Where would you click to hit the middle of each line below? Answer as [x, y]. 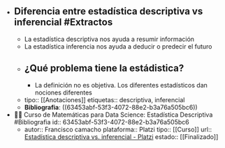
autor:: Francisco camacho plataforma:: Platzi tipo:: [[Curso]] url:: [118, 129]
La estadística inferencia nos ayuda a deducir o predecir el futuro [118, 46]
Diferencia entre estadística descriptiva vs [108, 11]
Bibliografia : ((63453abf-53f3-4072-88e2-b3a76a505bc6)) [111, 107]
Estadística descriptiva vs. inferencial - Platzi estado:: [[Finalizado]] [121, 137]
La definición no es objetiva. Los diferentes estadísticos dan [121, 85]
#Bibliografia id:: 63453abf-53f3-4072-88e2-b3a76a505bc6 [102, 122]
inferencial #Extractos [63, 23]
